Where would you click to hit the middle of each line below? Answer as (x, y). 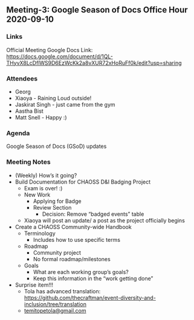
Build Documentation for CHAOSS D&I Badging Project (83, 182)
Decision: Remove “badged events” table (93, 214)
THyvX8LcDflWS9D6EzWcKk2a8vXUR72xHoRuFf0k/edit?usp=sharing (94, 62)
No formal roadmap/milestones (72, 259)
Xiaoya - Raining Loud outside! (53, 98)
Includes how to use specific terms (77, 239)
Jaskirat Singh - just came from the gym (65, 104)
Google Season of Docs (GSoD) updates (57, 146)
